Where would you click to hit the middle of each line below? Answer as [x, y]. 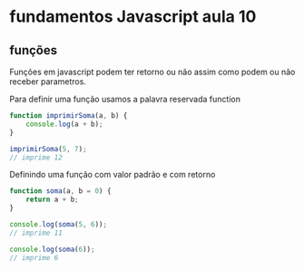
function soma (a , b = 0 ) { [60, 191]
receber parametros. [48, 82]
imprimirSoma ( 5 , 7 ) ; [49, 149]
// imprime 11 [36, 233]
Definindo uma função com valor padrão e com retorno [113, 175]
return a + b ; [52, 200]
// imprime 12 [36, 157]
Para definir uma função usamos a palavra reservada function [125, 99]
